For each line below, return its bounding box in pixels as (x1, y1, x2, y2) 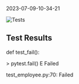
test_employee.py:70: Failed (6, 71, 74, 78)
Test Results (6, 33, 53, 43)
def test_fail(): (6, 48, 40, 55)
